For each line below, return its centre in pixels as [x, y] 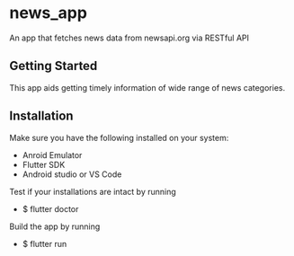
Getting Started [53, 66]
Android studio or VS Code [72, 174]
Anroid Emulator [52, 154]
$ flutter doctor [50, 208]
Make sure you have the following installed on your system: [119, 137]
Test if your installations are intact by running [93, 191]
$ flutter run [45, 243]
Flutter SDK [44, 164]
